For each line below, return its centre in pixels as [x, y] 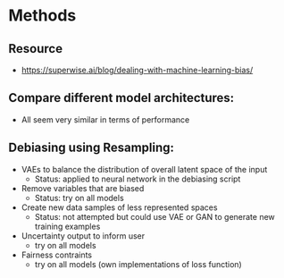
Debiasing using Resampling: [92, 148]
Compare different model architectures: [121, 98]
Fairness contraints [57, 255]
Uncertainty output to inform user [83, 236]
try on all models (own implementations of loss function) [138, 264]
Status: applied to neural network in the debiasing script [138, 179]
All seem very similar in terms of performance [105, 119]
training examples [67, 226]
